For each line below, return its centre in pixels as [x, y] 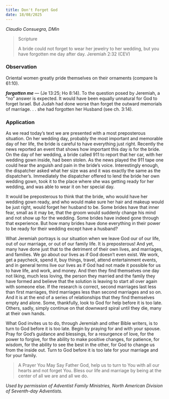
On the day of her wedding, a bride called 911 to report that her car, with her [84, 155]
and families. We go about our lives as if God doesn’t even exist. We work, [82, 255]
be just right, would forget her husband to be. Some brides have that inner [82, 207]
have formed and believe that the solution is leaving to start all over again [81, 281]
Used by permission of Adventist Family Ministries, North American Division [84, 386]
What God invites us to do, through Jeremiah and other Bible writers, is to [82, 323]
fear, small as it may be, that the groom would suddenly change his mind [81, 213]
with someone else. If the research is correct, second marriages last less [81, 287]
